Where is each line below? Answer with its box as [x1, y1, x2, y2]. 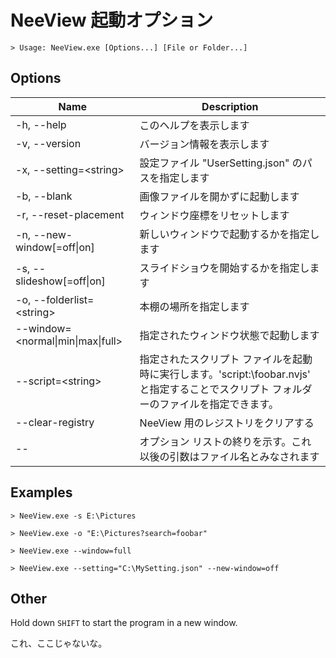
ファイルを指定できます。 [159, 397, 280, 411]
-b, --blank [15, 189, 73, 203]
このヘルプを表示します [139, 118, 250, 132]
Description [201, 99, 259, 113]
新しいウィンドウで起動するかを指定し [139, 227, 320, 241]
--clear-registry [15, 415, 95, 429]
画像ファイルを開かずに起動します [139, 189, 300, 203]
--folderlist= [33, 292, 95, 306]
